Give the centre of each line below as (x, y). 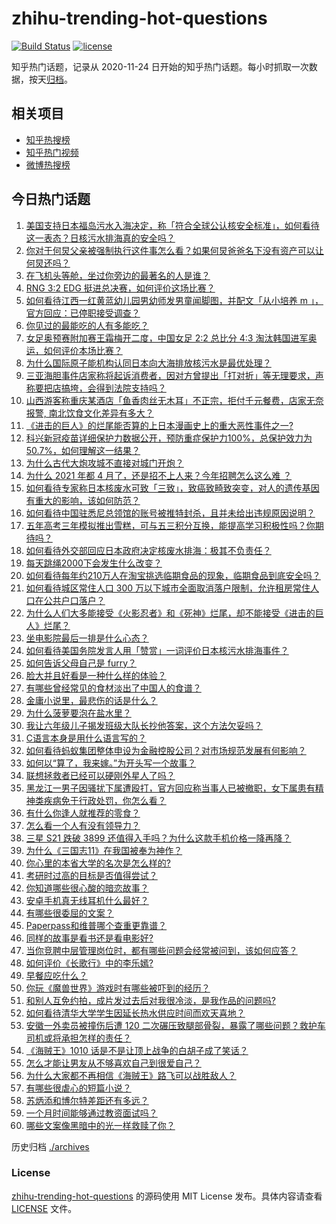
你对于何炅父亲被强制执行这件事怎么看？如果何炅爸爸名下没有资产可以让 (174, 250)
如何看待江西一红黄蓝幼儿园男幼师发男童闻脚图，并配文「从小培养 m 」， (174, 300)
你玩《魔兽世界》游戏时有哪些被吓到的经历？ (118, 988)
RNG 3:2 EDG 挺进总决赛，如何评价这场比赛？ (120, 288)
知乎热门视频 (52, 152)
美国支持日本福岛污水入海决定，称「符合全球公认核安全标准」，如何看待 (172, 225)
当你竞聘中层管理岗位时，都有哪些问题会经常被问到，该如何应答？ (161, 950)
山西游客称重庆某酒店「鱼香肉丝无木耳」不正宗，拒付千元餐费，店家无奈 (174, 400)
